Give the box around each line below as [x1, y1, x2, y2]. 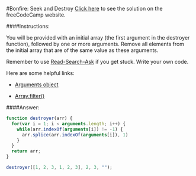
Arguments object [14, 81, 59, 88]
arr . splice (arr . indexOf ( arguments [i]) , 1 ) [21, 132, 128, 138]
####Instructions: [6, 23, 50, 30]
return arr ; [11, 148, 41, 154]
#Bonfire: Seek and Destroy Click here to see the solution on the [6, 5, 163, 12]
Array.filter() [14, 93, 45, 99]
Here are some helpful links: [6, 70, 75, 76]
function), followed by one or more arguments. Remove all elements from [6, 41, 185, 47]
